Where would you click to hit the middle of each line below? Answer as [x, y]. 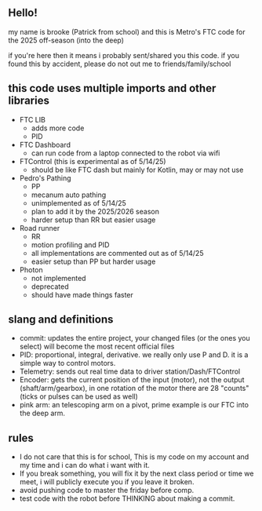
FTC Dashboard [45, 144]
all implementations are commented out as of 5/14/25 [117, 253]
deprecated [50, 287]
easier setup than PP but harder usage [93, 261]
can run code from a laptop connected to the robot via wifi [126, 153]
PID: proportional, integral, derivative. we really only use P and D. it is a [134, 355]
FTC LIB [32, 119]
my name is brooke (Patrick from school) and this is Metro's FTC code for [127, 31]
